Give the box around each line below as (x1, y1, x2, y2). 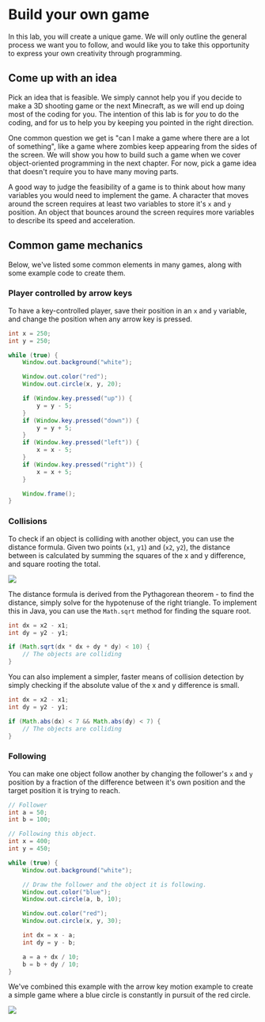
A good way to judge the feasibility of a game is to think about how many (8, 182, 246, 192)
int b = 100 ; (8, 815, 51, 824)
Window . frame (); (22, 489, 77, 498)
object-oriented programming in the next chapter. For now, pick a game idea (8, 158, 257, 168)
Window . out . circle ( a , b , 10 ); (22, 895, 123, 903)
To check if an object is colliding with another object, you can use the (8, 534, 235, 543)
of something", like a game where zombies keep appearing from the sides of (8, 141, 257, 151)
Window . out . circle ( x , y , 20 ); (22, 380, 123, 389)
